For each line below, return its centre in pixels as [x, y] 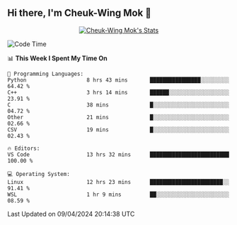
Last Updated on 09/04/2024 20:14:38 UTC [71, 214]
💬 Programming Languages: [45, 74]
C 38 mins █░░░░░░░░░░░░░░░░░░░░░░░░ [118, 105]
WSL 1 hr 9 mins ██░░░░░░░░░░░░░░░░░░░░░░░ [118, 194]
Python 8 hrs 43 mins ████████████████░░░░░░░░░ [118, 80]
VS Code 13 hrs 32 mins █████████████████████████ [118, 154]
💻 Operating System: [39, 174]
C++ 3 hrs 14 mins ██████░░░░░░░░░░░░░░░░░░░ [118, 92]
